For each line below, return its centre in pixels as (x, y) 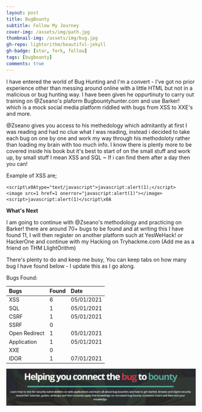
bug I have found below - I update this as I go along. (71, 266)
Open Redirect (27, 333)
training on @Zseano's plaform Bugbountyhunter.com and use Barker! (93, 101)
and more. (19, 113)
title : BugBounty (28, 19)
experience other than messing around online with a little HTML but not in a (99, 88)
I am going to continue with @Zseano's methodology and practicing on (94, 222)
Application (23, 341)
